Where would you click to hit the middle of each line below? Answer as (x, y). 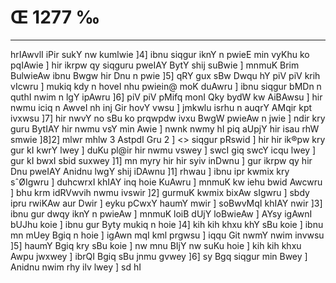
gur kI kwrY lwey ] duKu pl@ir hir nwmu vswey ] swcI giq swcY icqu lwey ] (163, 150)
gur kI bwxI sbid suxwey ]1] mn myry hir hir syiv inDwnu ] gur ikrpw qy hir (161, 160)
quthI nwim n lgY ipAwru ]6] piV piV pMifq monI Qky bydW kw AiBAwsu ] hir (166, 97)
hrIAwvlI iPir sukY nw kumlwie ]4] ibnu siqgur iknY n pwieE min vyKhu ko (160, 54)
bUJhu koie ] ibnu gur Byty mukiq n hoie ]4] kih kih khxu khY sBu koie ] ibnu (167, 224)
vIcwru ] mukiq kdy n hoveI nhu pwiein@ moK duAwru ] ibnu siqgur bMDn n (166, 86)
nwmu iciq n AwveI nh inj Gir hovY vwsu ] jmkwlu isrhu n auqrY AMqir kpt (161, 107)
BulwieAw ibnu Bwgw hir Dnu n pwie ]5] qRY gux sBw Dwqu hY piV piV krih (165, 75)
